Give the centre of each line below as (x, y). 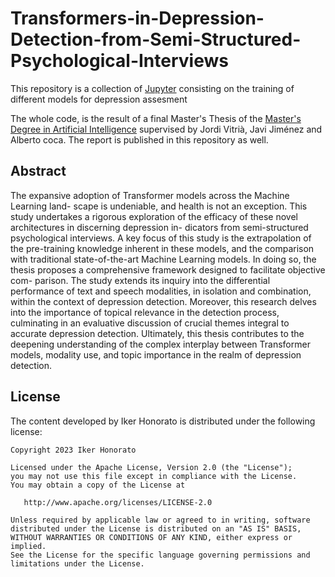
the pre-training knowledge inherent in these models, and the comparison (162, 248)
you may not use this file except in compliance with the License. (154, 476)
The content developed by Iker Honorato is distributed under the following (163, 421)
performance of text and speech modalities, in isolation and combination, (161, 291)
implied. (28, 546)
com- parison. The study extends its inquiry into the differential (140, 280)
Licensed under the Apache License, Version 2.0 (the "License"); (151, 467)
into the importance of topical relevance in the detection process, (145, 312)
